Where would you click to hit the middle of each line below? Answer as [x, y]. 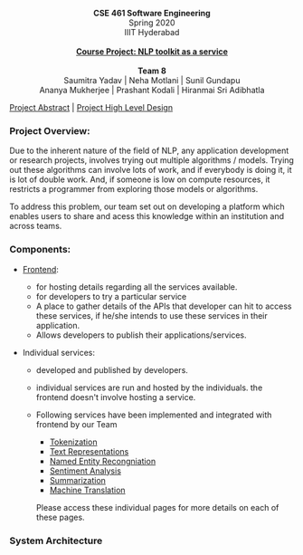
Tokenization [73, 442]
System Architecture [56, 541]
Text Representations [89, 451]
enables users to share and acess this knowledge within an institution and [147, 216]
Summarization [78, 480]
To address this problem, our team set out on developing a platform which [147, 206]
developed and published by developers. [112, 369]
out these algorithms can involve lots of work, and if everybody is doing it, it [151, 170]
